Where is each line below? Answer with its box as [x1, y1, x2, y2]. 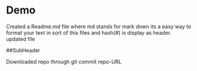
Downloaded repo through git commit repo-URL [6, 58, 122, 65]
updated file [6, 35, 35, 42]
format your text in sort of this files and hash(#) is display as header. [6, 29, 172, 36]
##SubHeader [6, 46, 41, 53]
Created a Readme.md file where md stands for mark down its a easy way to [6, 23, 192, 30]
